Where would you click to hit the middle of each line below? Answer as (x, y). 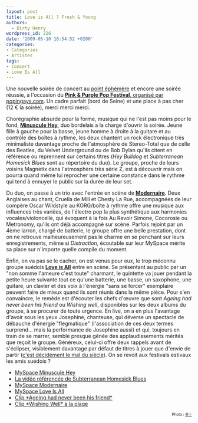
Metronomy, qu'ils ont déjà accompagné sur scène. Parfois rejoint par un (95, 224)
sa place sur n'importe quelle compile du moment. (67, 250)
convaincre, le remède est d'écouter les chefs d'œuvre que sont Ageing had (99, 299)
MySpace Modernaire (41, 385)
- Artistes (19, 55)
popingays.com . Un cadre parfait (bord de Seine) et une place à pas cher (95, 101)
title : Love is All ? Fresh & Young (51, 17)
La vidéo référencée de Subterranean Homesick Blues (80, 379)
